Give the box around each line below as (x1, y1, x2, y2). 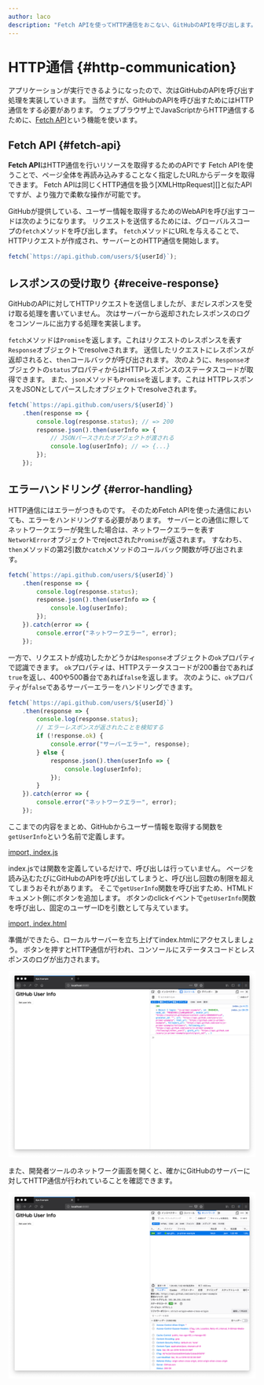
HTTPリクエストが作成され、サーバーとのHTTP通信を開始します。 (8, 236, 224, 245)
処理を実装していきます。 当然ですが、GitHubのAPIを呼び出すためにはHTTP (8, 95, 254, 105)
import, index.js (8, 847, 59, 856)
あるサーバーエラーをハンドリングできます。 (52, 682, 197, 691)
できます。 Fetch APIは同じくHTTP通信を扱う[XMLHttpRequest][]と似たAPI (8, 180, 253, 190)
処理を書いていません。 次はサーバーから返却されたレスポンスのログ (28, 308, 251, 318)
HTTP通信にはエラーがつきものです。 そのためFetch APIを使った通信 (8, 505, 231, 514)
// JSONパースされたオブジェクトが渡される (49, 434, 174, 442)
